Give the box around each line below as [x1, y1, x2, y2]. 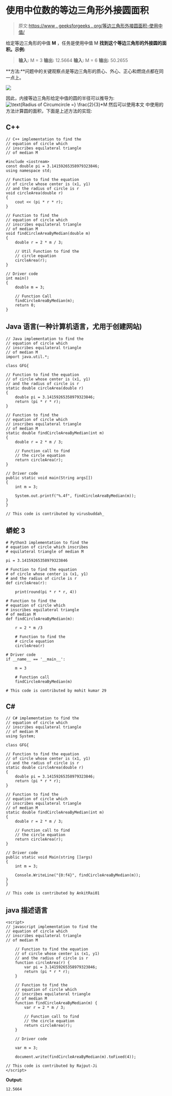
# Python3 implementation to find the [6, 540, 88, 545]
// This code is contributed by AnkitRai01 [6, 890, 100, 896]
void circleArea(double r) [6, 190, 63, 195]
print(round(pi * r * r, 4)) [15, 590, 77, 595]
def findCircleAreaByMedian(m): [6, 616, 75, 622]
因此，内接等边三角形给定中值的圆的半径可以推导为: [6, 95, 115, 101]
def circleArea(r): [6, 580, 47, 586]
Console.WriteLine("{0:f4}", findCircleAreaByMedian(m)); [15, 872, 141, 878]
